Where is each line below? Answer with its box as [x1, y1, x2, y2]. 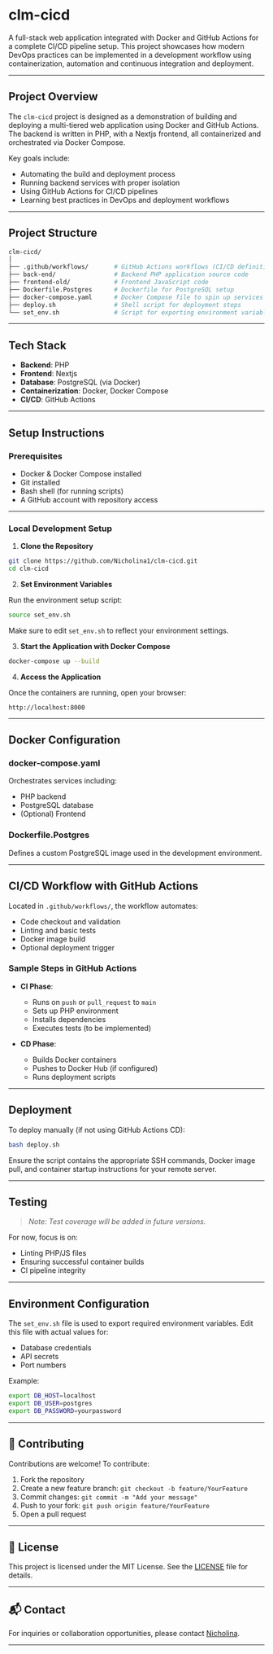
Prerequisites [8, 450, 63, 462]
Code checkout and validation [19, 916, 121, 926]
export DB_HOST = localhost [8, 1392, 96, 1400]
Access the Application [19, 672, 102, 682]
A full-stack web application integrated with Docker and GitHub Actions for [8, 33, 259, 42]
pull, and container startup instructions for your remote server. [8, 1164, 217, 1174]
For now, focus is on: [8, 1232, 79, 1243]
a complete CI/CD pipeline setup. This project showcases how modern [8, 41, 245, 50]
